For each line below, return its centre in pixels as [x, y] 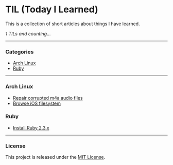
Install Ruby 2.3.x [31, 127]
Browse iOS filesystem [37, 103]
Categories [20, 51]
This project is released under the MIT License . [55, 157]
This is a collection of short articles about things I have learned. [73, 24]
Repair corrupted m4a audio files [48, 98]
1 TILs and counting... [28, 33]
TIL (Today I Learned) [52, 10]
